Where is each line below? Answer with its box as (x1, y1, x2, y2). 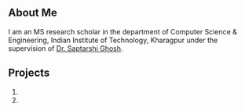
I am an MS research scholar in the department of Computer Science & (8, 27, 238, 36)
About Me (8, 6, 57, 20)
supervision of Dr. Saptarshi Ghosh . (8, 43, 123, 53)
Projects (8, 66, 50, 80)
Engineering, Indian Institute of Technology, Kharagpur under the (8, 35, 218, 45)
